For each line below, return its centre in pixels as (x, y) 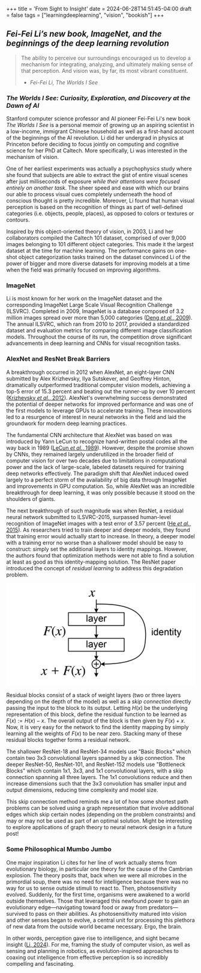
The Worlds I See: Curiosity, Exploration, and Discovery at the (98, 98)
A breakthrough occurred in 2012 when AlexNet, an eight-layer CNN (90, 372)
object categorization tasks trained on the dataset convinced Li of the (104, 257)
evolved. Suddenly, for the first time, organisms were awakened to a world (98, 894)
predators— (163, 907)
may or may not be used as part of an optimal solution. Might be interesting (99, 821)
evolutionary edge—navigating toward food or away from (77, 907)
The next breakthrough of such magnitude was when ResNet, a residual (95, 511)
